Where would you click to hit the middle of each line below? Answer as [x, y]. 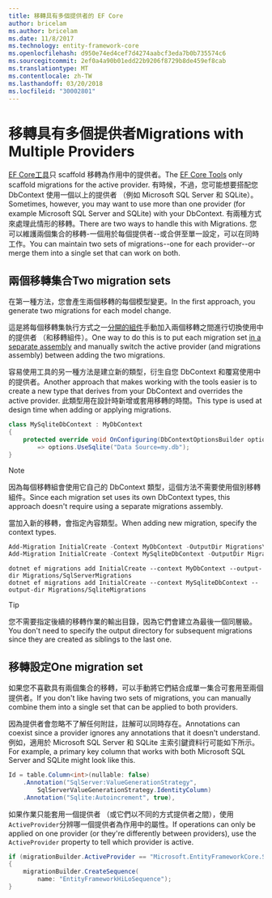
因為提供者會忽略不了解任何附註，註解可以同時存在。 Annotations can [124, 724]
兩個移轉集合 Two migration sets [90, 280]
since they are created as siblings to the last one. [90, 639]
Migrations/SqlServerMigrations [77, 576]
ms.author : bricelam [43, 31]
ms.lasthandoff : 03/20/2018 [56, 83]
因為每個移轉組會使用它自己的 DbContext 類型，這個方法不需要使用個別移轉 [135, 487]
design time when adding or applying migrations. [90, 410]
